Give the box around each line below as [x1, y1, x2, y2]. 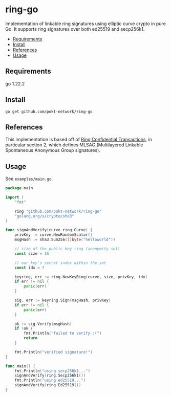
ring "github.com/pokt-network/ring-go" [14, 209, 102, 214]
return [24, 336, 38, 341]
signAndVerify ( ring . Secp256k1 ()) [14, 373, 86, 378]
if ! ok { [14, 326, 33, 331]
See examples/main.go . [5, 175, 53, 182]
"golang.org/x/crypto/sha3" [14, 213, 74, 218]
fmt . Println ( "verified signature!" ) [14, 349, 93, 355]
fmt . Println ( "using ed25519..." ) [14, 378, 86, 383]
